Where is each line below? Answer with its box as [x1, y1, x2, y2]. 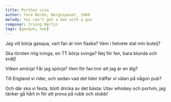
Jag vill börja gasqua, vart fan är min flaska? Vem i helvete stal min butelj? [5, 40, 161, 46]
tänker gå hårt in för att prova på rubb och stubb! [5, 91, 108, 97]
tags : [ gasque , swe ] [5, 27, 50, 32]
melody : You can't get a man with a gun [5, 17, 93, 22]
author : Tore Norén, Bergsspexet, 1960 [5, 12, 90, 17]
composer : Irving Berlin [5, 21, 58, 27]
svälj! [5, 56, 16, 62]
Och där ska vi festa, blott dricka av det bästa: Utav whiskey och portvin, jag [5, 85, 166, 92]
